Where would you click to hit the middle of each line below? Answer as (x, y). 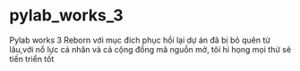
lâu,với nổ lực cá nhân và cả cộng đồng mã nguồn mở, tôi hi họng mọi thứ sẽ (150, 49)
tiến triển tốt (32, 59)
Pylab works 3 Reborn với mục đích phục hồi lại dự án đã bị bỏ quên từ (140, 40)
